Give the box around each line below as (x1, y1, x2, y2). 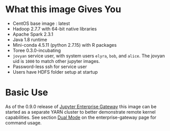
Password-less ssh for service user (12, 63, 88, 70)
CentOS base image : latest (12, 20, 70, 26)
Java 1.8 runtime (12, 37, 47, 43)
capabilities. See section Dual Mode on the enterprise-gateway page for (5, 114, 157, 120)
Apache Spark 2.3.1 (12, 31, 53, 37)
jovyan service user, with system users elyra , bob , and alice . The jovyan (12, 52, 165, 59)
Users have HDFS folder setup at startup (12, 69, 98, 75)
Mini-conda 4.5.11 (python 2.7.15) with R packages (12, 42, 117, 48)
